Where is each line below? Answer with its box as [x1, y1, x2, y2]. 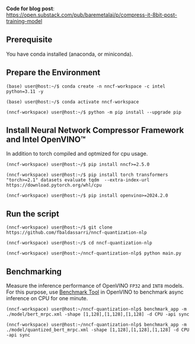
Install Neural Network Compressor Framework [6, 126, 184, 136]
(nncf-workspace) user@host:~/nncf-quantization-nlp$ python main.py [6, 250, 182, 256]
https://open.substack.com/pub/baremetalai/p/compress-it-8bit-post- [6, 11, 178, 18]
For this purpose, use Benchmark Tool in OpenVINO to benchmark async [6, 288, 184, 295]
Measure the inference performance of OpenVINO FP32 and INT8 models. [6, 282, 184, 290]
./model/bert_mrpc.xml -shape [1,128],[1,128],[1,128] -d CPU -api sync [6, 311, 190, 317]
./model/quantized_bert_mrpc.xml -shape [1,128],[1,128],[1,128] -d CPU [6, 327, 190, 333]
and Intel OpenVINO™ [6, 134, 86, 144]
